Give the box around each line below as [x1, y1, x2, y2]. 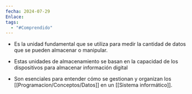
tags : [5, 19, 19, 25]
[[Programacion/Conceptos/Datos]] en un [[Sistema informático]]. [13, 82, 173, 89]
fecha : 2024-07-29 [5, 8, 50, 15]
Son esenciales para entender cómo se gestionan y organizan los [13, 75, 172, 82]
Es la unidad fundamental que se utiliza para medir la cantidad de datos [13, 41, 186, 48]
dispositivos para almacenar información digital [13, 64, 128, 71]
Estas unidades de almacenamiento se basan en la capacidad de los [13, 58, 179, 65]
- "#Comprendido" [11, 24, 53, 31]
